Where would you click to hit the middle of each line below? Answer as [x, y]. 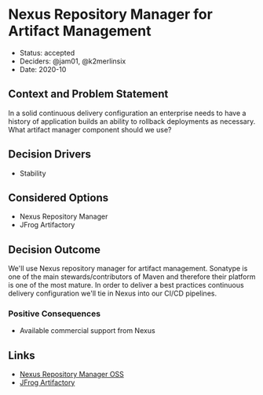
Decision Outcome [54, 250]
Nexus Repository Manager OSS [71, 375]
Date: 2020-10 [43, 69]
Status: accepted [47, 53]
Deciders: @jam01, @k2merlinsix [73, 61]
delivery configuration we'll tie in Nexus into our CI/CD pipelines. [113, 294]
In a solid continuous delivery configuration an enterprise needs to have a [127, 113]
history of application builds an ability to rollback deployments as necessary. [132, 121]
